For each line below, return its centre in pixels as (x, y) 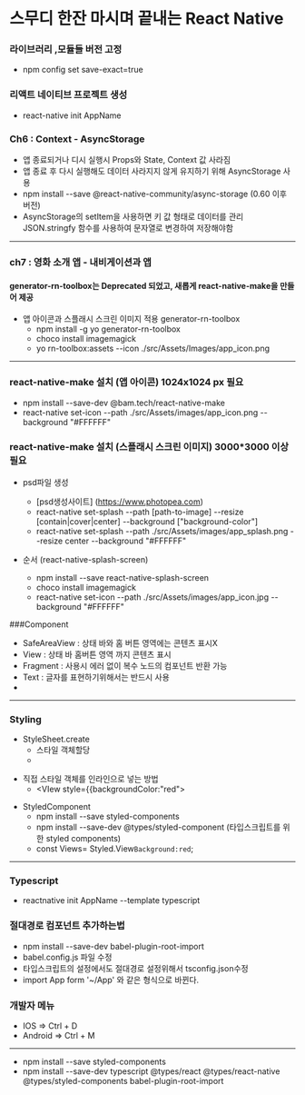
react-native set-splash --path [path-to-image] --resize (140, 512)
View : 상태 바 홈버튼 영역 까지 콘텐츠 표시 (97, 654)
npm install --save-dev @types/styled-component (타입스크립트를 (158, 827)
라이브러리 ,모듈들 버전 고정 (66, 49)
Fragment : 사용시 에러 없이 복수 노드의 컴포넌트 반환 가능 (125, 665)
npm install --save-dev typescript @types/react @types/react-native (151, 1071)
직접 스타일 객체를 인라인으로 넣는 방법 (90, 779)
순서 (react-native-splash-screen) (85, 559)
